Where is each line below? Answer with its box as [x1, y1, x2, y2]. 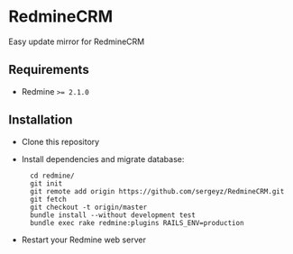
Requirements [8, 62, 89, 77]
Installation [8, 113, 73, 128]
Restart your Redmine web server [21, 234, 146, 245]
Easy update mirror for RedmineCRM [8, 36, 145, 47]
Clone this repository [21, 136, 100, 147]
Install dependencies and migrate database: [21, 153, 185, 164]
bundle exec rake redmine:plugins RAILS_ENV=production [30, 218, 244, 227]
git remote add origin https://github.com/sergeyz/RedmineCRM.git [30, 186, 285, 195]
